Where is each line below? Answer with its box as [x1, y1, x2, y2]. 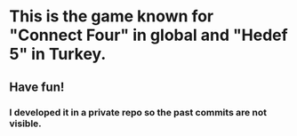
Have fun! [9, 79, 65, 94]
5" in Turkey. [9, 44, 107, 64]
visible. [9, 117, 42, 130]
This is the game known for [9, 6, 214, 27]
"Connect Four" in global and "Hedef [9, 25, 288, 45]
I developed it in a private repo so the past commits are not [9, 106, 268, 118]
